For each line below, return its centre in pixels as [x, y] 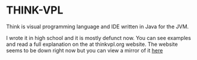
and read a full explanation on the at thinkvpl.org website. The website [92, 44]
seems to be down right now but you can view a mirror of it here [85, 50]
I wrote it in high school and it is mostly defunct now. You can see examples [99, 38]
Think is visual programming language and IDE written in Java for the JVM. [97, 26]
